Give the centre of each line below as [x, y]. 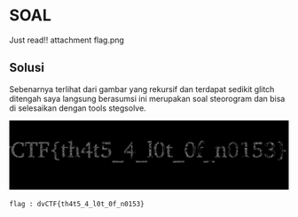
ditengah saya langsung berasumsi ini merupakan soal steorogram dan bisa [147, 98]
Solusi [27, 68]
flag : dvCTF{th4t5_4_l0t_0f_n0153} [77, 205]
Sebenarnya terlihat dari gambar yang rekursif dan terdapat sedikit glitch [142, 89]
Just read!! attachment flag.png [67, 40]
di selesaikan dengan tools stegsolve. [78, 108]
